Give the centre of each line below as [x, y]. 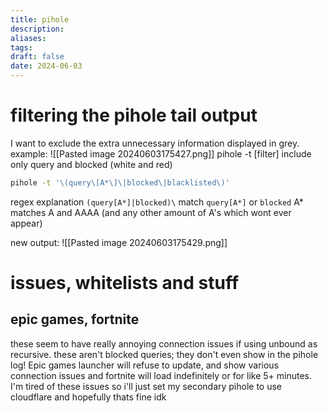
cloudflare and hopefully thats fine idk [88, 397]
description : [37, 29]
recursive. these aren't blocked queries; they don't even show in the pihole [164, 354]
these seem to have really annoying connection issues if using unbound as [164, 343]
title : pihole [40, 19]
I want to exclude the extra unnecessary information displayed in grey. [155, 143]
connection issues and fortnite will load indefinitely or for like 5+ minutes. [161, 375]
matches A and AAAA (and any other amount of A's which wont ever [151, 212]
